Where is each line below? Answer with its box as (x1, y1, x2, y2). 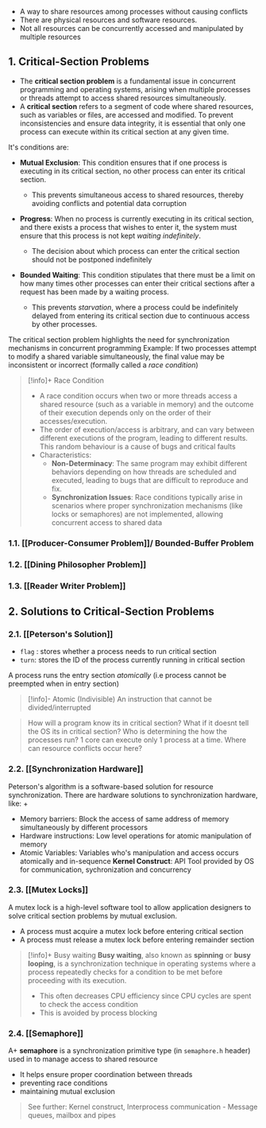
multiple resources (19, 32, 81, 41)
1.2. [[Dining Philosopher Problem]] (8, 558, 147, 570)
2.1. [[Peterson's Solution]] (8, 628, 114, 640)
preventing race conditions (19, 1078, 108, 1088)
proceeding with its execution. (27, 975, 127, 985)
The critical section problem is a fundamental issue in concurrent (19, 76, 236, 86)
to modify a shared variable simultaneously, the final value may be (8, 352, 225, 361)
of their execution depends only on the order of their (39, 407, 212, 417)
